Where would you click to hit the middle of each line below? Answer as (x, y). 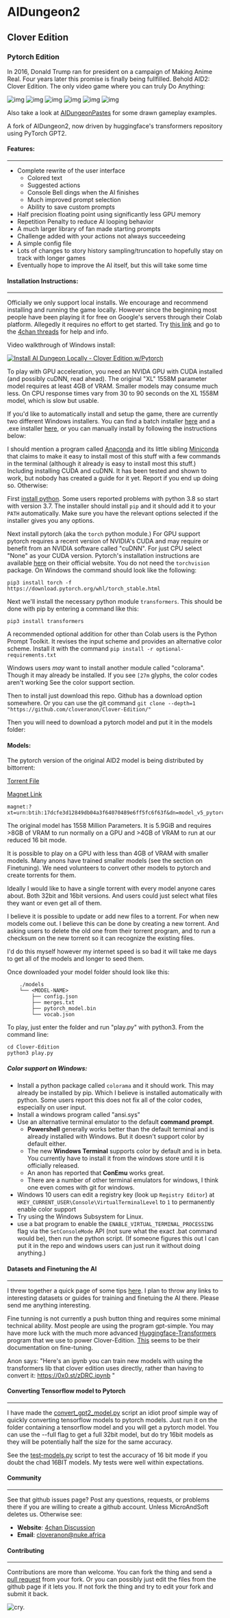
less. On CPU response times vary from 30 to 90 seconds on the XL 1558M (113, 393)
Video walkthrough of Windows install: (61, 345)
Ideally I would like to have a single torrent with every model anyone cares (111, 889)
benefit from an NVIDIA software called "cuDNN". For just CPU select (104, 548)
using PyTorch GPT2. (37, 133)
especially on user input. (52, 1107)
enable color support (47, 1210)
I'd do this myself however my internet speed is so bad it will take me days (112, 952)
